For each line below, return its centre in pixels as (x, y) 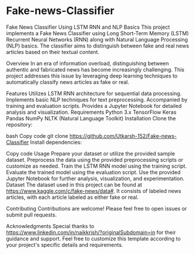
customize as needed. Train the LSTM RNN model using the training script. (96, 166)
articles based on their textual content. (53, 52)
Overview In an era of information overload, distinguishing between (88, 63)
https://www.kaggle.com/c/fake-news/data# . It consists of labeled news (94, 191)
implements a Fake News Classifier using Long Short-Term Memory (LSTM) (97, 33)
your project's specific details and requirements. (65, 245)
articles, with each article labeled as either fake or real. (73, 197)
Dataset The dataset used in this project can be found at (74, 184)
